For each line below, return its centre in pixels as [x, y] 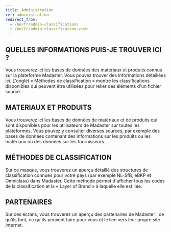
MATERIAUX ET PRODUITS [48, 108]
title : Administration [29, 10]
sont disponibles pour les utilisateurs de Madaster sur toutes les [72, 125]
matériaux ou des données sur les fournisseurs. [55, 141]
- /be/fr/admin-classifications [44, 24]
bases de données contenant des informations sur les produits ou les [78, 136]
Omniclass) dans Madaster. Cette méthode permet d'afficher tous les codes [85, 181]
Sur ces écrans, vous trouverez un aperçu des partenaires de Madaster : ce [85, 214]
